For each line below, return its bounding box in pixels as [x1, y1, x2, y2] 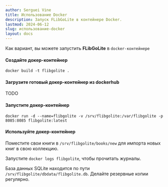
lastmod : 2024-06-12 [5, 21, 50, 27]
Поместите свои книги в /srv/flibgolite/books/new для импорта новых [5, 140, 161, 146]
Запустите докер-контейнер [5, 102, 70, 108]
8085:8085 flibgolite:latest [5, 118, 67, 123]
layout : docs [5, 31, 33, 36]
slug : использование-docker [5, 27, 65, 32]
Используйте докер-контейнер [5, 129, 76, 135]
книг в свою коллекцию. [5, 145, 59, 151]
